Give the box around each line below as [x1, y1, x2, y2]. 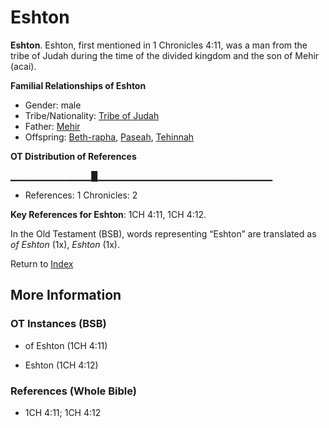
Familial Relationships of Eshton [10, 79, 147, 91]
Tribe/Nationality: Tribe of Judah [24, 109, 160, 121]
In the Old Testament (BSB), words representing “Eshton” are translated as [10, 227, 317, 240]
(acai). [10, 60, 37, 72]
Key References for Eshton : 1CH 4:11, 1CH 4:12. [10, 208, 207, 220]
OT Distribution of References [10, 150, 137, 162]
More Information [10, 287, 122, 304]
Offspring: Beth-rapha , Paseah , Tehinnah [24, 131, 195, 143]
